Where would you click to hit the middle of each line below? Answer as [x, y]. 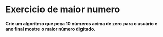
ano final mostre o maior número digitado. [50, 29]
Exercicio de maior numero [63, 9]
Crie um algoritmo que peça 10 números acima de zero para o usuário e [81, 23]
